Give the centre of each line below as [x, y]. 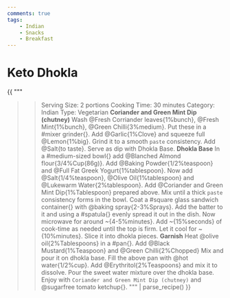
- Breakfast [36, 39]
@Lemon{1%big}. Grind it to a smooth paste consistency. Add [128, 142]
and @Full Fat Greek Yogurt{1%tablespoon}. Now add [117, 171]
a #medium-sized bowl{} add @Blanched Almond [111, 156]
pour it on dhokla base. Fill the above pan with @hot [115, 258]
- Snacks [32, 33]
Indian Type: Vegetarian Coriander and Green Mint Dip [119, 112]
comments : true [29, 13]
